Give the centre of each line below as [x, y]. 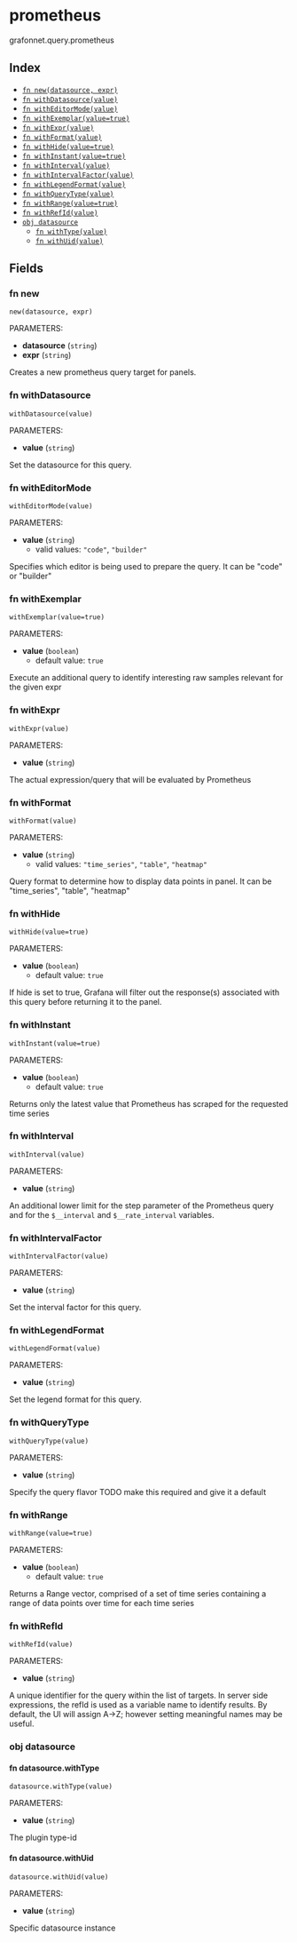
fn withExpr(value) [58, 128]
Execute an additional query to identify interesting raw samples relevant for [146, 678]
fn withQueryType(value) [68, 194]
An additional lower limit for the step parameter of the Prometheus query [142, 1206]
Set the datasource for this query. [70, 465]
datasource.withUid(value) [59, 1877]
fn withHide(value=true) [68, 147]
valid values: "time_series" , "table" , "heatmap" [121, 864]
